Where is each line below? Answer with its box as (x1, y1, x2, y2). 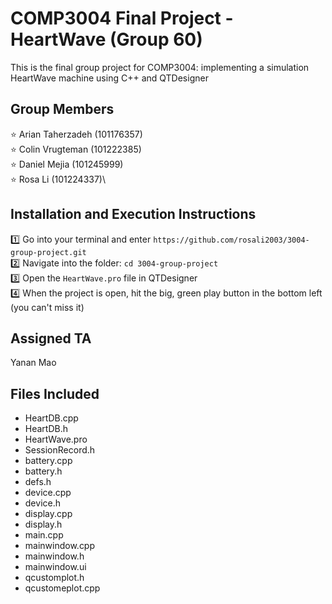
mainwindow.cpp (24, 540, 96, 552)
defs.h (24, 476, 52, 488)
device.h (24, 497, 61, 509)
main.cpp (24, 529, 64, 541)
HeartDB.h (24, 423, 69, 435)
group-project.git (10, 247, 87, 257)
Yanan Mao (10, 357, 57, 369)
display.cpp (24, 508, 73, 520)
